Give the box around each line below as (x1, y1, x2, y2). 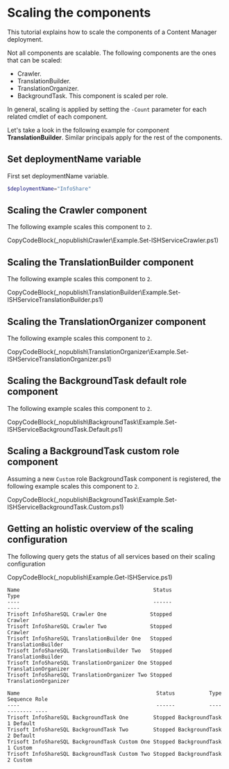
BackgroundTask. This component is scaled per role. (17, 92, 169, 100)
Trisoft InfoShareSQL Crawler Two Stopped (7, 623, 172, 629)
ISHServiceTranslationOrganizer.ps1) (7, 355, 112, 364)
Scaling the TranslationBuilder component (7, 256, 194, 268)
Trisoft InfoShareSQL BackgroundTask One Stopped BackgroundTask (7, 713, 222, 721)
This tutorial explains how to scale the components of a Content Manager (7, 28, 217, 36)
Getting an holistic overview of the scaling (7, 523, 194, 535)
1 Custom (7, 744, 33, 751)
